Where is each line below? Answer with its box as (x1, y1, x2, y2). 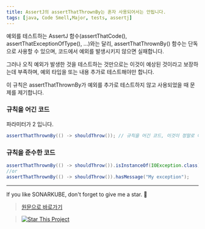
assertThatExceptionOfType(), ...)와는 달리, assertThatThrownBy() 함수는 (6, 40, 187, 47)
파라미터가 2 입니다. (6, 120, 54, 128)
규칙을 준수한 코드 (6, 148, 56, 156)
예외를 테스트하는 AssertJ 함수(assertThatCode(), (6, 32, 128, 40)
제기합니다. (17, 89, 45, 96)
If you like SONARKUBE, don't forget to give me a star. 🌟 (6, 191, 148, 198)
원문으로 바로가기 (21, 203, 63, 211)
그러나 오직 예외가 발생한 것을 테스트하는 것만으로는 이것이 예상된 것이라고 (6, 60, 182, 68)
